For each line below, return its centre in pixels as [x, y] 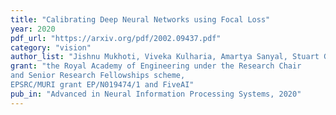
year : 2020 [33, 29]
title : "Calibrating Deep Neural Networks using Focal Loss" [140, 19]
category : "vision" [51, 47]
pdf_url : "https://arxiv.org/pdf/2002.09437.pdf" [116, 38]
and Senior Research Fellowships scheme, [98, 76]
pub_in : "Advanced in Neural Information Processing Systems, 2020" [156, 94]
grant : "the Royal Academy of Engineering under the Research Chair [156, 66]
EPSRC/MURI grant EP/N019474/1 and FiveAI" [102, 85]
